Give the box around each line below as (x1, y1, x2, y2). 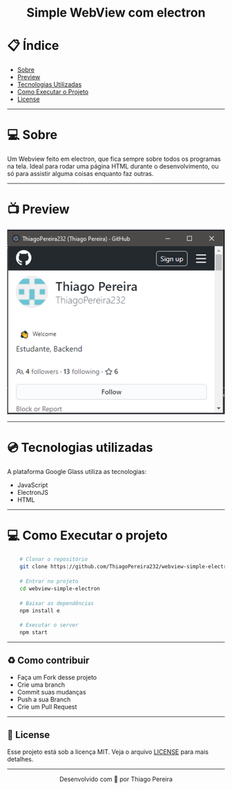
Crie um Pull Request (17, 702, 77, 711)
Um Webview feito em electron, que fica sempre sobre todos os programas (7, 155, 221, 164)
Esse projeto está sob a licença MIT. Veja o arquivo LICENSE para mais (7, 747, 209, 756)
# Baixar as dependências (19, 599, 95, 607)
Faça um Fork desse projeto (17, 673, 97, 681)
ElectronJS (17, 488, 49, 496)
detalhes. (7, 755, 34, 763)
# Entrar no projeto (19, 578, 79, 585)
